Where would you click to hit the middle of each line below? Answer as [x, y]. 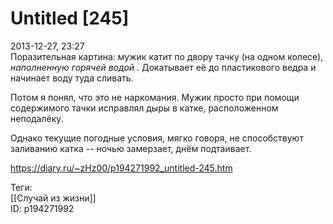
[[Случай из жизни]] [53, 198]
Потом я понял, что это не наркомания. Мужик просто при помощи [155, 97]
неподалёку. [37, 118]
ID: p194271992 [42, 208]
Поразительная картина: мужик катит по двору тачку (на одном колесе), [167, 56]
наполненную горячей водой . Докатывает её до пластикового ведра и [163, 67]
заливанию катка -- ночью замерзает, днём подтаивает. [131, 148]
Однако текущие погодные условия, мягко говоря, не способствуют [157, 138]
